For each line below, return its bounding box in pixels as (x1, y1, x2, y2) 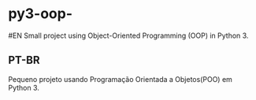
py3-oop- (8, 5, 73, 23)
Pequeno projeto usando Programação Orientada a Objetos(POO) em (8, 74, 232, 83)
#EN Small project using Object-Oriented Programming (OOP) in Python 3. (8, 31, 249, 40)
